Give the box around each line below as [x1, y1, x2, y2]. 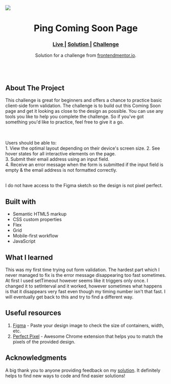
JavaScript [12, 238, 36, 245]
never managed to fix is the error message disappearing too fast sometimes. [5, 272, 166, 278]
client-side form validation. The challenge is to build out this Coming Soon [5, 103, 161, 109]
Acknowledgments [5, 354, 67, 362]
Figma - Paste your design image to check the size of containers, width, [12, 322, 164, 328]
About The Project [5, 84, 65, 92]
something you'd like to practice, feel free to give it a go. [5, 119, 124, 125]
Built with [5, 197, 36, 206]
